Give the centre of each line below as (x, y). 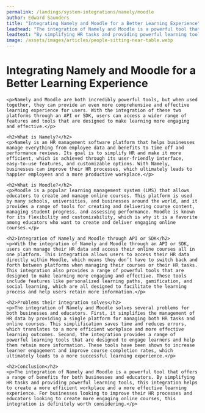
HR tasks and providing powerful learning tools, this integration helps (102, 382)
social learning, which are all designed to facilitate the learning (97, 286)
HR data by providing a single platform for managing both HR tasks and (101, 318)
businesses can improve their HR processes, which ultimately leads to (99, 169)
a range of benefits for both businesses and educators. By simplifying (101, 377)
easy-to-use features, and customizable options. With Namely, (88, 163)
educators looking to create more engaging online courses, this (91, 398)
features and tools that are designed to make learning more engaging (98, 121)
